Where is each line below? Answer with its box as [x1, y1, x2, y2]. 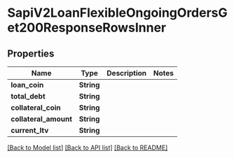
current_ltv [11, 126, 49, 135]
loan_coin [11, 80, 44, 89]
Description [106, 69, 147, 78]
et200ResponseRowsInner [7, 20, 167, 36]
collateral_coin [11, 103, 61, 113]
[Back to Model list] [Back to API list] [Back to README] [7, 143, 168, 152]
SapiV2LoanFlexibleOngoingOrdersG [7, 5, 228, 21]
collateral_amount [11, 114, 72, 124]
